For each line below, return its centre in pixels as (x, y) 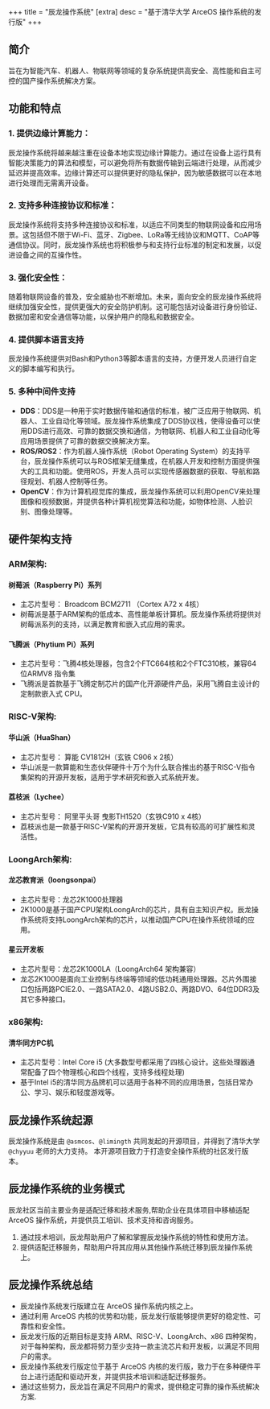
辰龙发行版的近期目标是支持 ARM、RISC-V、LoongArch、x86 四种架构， (140, 1336)
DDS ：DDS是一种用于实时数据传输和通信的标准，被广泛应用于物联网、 (137, 411)
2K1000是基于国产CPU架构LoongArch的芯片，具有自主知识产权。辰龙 (136, 909)
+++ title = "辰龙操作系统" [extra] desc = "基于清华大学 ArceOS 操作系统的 (131, 12)
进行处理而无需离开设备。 (51, 183)
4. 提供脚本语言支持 (46, 340)
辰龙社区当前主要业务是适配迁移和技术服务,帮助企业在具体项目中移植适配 (129, 1209)
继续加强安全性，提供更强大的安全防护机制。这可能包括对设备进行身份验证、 (135, 307)
